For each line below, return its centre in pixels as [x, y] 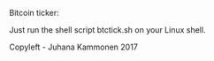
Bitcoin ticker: [34, 13]
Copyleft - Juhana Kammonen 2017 [74, 47]
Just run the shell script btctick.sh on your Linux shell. [107, 30]
